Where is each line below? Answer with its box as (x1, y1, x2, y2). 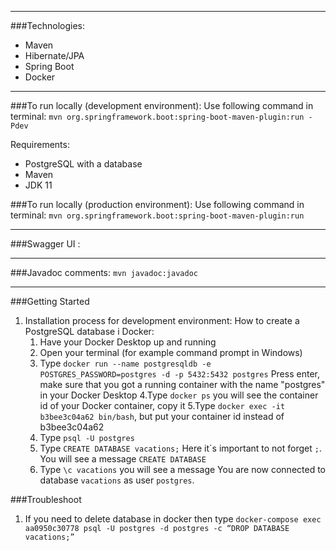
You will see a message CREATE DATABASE (39, 453, 207, 465)
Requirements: (10, 139, 70, 150)
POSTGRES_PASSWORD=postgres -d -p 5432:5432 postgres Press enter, (39, 368, 320, 380)
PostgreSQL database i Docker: (24, 326, 155, 337)
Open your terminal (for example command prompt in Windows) (39, 347, 303, 358)
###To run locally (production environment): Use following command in (10, 199, 305, 210)
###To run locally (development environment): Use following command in (10, 100, 314, 111)
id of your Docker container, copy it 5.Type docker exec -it (39, 400, 286, 411)
